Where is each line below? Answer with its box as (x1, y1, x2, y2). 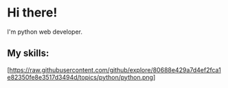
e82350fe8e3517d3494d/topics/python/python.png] (7, 73, 156, 81)
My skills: (7, 47, 49, 59)
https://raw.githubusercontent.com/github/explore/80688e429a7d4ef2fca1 (9, 65, 221, 74)
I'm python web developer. (7, 27, 83, 36)
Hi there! (7, 5, 58, 21)
